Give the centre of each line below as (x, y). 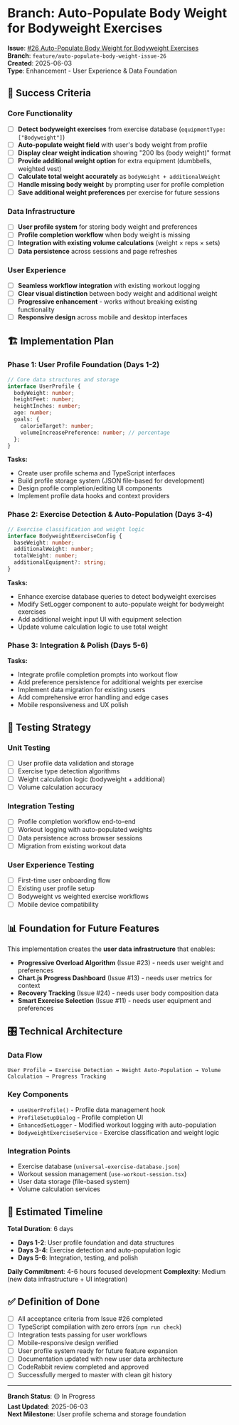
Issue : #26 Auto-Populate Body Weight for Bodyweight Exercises (103, 48)
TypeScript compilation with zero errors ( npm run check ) (100, 1327)
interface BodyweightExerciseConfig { (65, 536)
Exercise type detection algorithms (69, 771)
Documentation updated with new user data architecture (100, 1359)
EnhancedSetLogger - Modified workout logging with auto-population (117, 1125)
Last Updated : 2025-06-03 (48, 1406)
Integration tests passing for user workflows (82, 1335)
